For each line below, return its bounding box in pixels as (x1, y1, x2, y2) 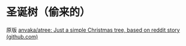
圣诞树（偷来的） (6, 5, 91, 19)
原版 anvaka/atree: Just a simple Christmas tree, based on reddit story (6, 26, 180, 33)
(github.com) (6, 33, 38, 40)
